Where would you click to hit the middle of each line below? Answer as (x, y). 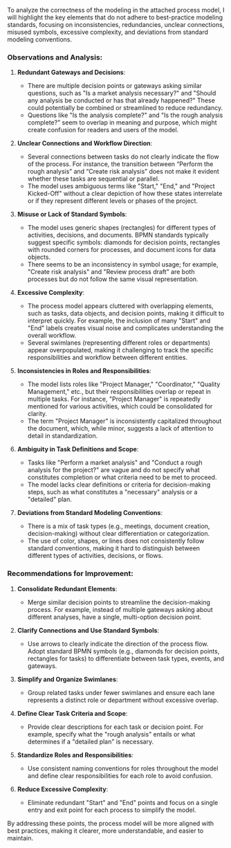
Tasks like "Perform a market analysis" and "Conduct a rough (115, 462)
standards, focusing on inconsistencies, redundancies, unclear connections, (116, 25)
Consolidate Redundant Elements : (67, 588)
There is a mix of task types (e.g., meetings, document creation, (119, 526)
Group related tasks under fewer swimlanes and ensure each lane (121, 692)
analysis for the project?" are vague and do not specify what (114, 470)
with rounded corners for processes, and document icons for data (122, 250)
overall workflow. (52, 336)
